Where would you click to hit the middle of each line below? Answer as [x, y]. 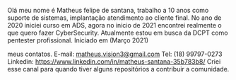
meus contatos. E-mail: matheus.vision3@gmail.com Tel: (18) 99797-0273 [115, 54]
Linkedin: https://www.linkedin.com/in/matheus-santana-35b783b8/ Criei [114, 62]
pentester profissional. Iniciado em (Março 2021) [78, 40]
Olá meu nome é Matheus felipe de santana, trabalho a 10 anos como [108, 10]
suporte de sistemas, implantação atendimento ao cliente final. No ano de [114, 18]
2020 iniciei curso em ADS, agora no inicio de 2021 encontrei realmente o [114, 25]
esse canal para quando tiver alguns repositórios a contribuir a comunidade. [118, 69]
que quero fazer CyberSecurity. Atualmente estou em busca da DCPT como [118, 33]
